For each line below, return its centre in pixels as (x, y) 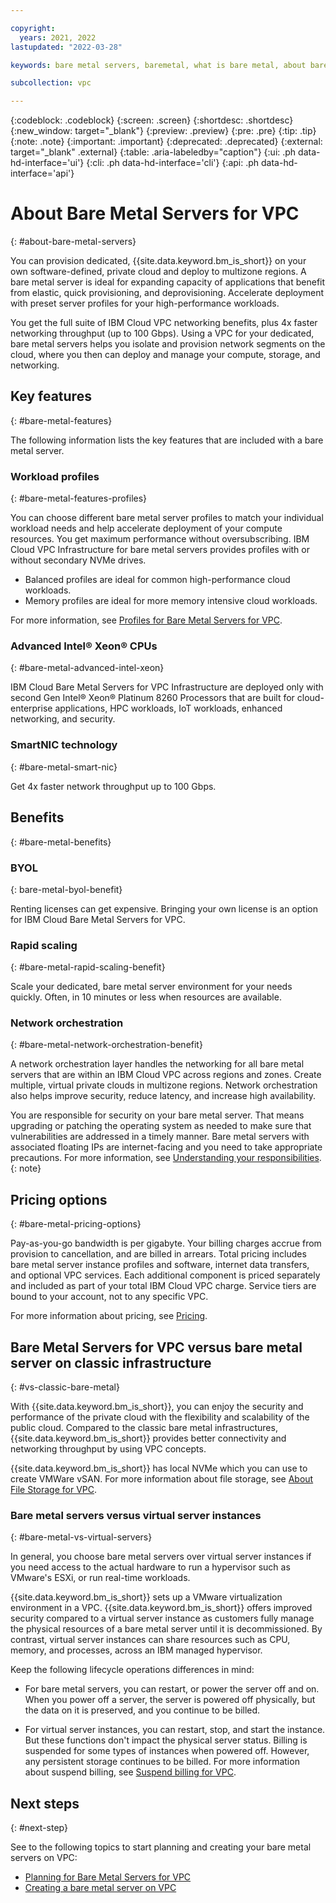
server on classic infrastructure (111, 1362)
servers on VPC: (44, 1858)
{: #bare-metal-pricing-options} (76, 1224)
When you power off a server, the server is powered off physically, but (170, 1700)
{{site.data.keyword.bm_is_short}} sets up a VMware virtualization (146, 1597)
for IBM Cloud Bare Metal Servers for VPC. (98, 919)
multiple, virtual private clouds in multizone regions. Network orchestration (164, 1085)
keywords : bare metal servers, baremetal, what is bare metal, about (158, 65)
